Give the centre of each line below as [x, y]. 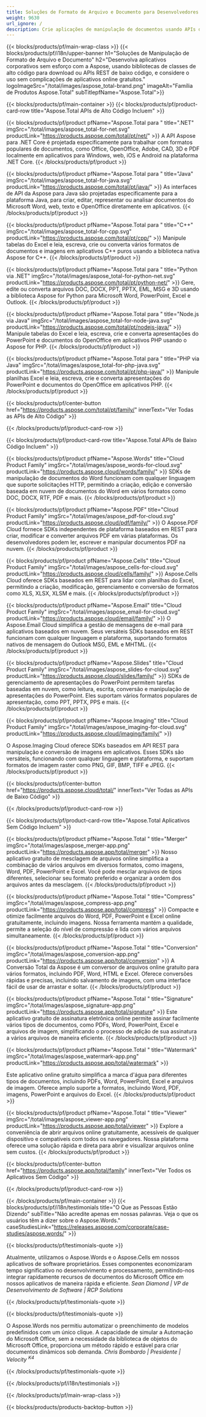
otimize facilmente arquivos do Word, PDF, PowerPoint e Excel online [93, 916]
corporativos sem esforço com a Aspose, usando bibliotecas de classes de [101, 66]
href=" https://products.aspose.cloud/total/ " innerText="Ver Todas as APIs [100, 790]
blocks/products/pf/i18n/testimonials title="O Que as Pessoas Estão [92, 1207]
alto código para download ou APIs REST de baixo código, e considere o [98, 73]
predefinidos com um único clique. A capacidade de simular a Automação [100, 1332]
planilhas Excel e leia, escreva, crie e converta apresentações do [88, 378]
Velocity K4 [21, 1359]
